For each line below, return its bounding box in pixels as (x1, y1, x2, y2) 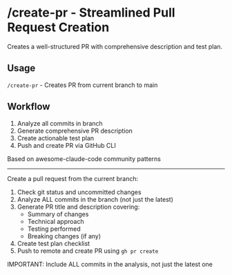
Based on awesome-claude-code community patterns (7, 154, 161, 163)
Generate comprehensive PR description (17, 126, 133, 135)
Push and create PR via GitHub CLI (17, 141, 116, 149)
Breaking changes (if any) (27, 231, 101, 240)
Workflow (7, 101, 50, 113)
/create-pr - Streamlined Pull (7, 5, 175, 21)
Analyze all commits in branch (17, 119, 104, 127)
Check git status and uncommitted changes (17, 188, 142, 196)
